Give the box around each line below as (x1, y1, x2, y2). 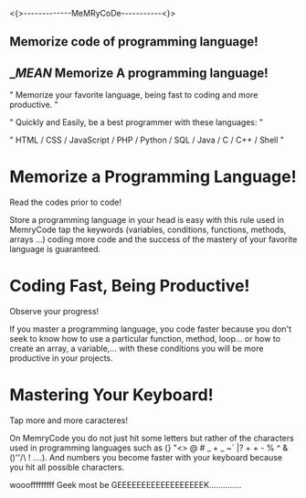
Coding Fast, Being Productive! (9, 276, 250, 296)
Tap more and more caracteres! (9, 415, 128, 426)
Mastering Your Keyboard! (9, 385, 214, 406)
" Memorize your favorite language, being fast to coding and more (9, 90, 259, 101)
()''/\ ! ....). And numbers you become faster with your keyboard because (9, 452, 283, 463)
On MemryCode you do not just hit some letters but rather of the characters (9, 433, 294, 444)
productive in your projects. (9, 353, 114, 364)
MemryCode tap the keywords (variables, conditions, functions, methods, (9, 224, 287, 236)
